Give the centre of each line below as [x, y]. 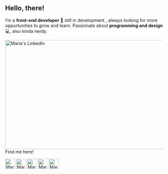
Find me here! [19, 152]
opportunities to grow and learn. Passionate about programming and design [84, 25]
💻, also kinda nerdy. [26, 31]
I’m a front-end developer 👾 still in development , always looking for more [81, 20]
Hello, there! [25, 8]
